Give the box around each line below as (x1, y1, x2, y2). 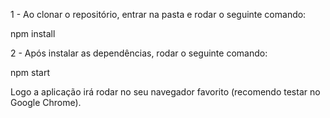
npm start (10, 67, 51, 78)
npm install (10, 28, 56, 39)
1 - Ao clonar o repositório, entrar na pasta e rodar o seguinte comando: (10, 9, 307, 20)
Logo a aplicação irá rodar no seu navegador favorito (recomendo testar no (10, 86, 321, 98)
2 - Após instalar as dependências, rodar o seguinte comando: (10, 47, 268, 59)
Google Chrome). (10, 97, 82, 108)
